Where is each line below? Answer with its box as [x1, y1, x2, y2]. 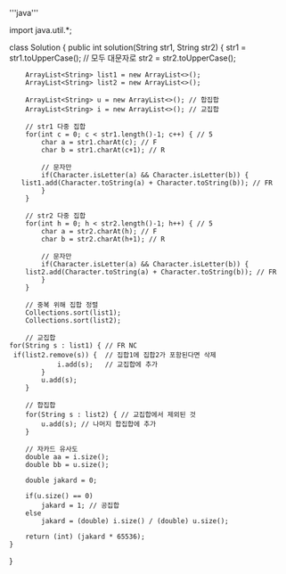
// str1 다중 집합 [25, 122, 86, 131]
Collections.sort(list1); [25, 308, 122, 317]
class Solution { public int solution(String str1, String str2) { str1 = [9, 42, 247, 53]
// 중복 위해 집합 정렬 [25, 300, 99, 309]
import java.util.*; [9, 25, 73, 35]
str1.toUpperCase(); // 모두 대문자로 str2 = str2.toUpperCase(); [9, 53, 236, 63]
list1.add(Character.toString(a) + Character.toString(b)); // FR [20, 178, 274, 187]
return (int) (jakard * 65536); [25, 532, 145, 541]
